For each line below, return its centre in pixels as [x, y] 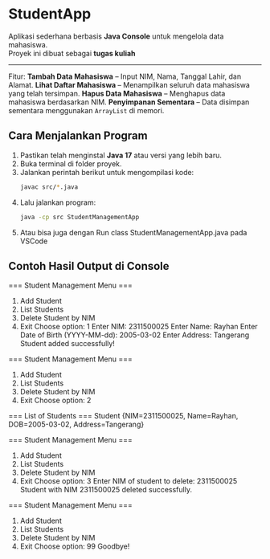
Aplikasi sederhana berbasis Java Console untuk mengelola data [116, 36]
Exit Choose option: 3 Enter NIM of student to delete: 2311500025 [129, 481]
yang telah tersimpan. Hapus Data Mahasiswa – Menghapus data [117, 93]
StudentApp [50, 14]
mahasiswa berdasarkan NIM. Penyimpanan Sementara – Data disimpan [129, 102]
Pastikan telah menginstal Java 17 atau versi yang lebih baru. [121, 155]
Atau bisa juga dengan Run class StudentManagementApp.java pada [133, 232]
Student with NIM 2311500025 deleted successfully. [106, 490]
